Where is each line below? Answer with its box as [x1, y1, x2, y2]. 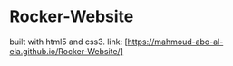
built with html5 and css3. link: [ [9, 36, 129, 47]
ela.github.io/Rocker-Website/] [9, 45, 124, 56]
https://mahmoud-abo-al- [127, 36, 224, 47]
